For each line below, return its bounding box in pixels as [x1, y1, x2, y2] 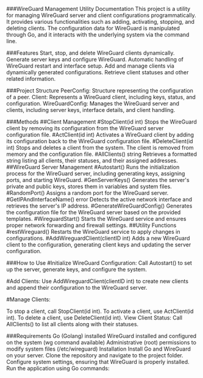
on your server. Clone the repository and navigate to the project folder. [6, 352, 184, 359]
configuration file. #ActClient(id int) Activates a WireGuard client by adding [6, 131, 194, 138]
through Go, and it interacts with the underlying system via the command [6, 31, 190, 38]
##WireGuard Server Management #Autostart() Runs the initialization [6, 164, 180, 170]
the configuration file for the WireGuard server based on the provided [6, 209, 181, 215]
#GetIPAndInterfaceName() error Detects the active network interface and [6, 196, 193, 203]
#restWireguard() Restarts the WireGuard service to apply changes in [6, 228, 180, 235]
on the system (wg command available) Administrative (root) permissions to [6, 339, 197, 346]
